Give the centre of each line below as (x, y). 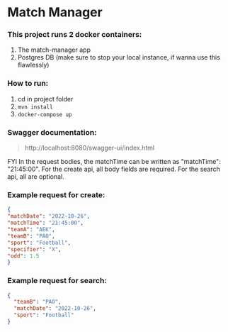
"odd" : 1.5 (23, 256)
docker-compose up (45, 114)
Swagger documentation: (52, 132)
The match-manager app (54, 50)
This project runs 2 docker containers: (75, 35)
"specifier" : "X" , (34, 249)
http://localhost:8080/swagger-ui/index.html (89, 148)
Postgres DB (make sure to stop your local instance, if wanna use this (119, 57)
